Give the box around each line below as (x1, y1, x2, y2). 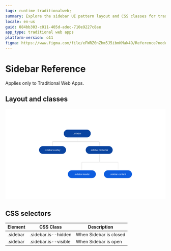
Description (88, 224, 113, 230)
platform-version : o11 (5, 35, 53, 40)
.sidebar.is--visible (30, 238, 71, 244)
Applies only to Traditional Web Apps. (5, 80, 84, 86)
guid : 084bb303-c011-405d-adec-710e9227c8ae (5, 24, 101, 30)
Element (7, 224, 25, 230)
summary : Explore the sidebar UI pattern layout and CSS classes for (5, 13, 156, 19)
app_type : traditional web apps (5, 30, 74, 35)
